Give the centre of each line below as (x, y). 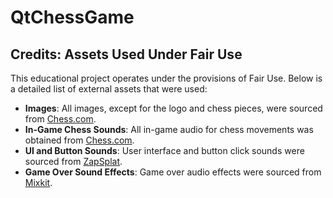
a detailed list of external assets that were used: (109, 89)
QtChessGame (72, 17)
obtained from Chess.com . (79, 140)
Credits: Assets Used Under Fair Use (126, 54)
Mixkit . (38, 182)
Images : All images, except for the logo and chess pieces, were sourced (173, 108)
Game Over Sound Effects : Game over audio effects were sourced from (173, 172)
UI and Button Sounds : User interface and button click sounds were (164, 150)
